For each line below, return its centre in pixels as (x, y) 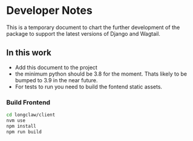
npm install (21, 126)
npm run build (24, 132)
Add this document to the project (56, 67)
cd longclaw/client (31, 115)
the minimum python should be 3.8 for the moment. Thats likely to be (101, 74)
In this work (29, 53)
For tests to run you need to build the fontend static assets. (88, 87)
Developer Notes (49, 11)
